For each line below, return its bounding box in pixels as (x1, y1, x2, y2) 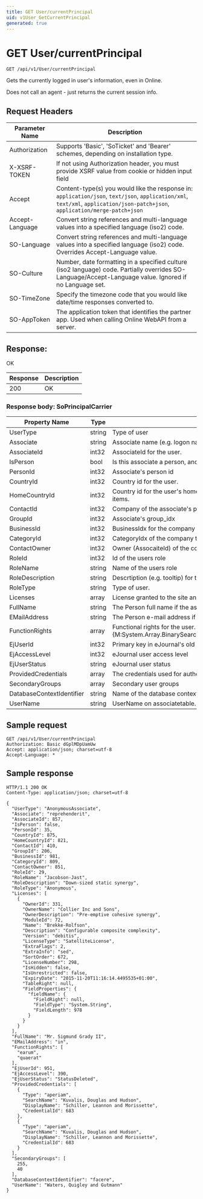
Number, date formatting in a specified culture (56, 258, 187, 267)
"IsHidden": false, (22, 965, 71, 971)
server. (56, 323, 77, 331)
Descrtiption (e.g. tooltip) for (112, 574, 193, 582)
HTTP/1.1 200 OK (6, 784, 47, 791)
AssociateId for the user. (112, 448, 182, 456)
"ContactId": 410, (11, 843, 59, 849)
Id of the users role (112, 554, 166, 562)
